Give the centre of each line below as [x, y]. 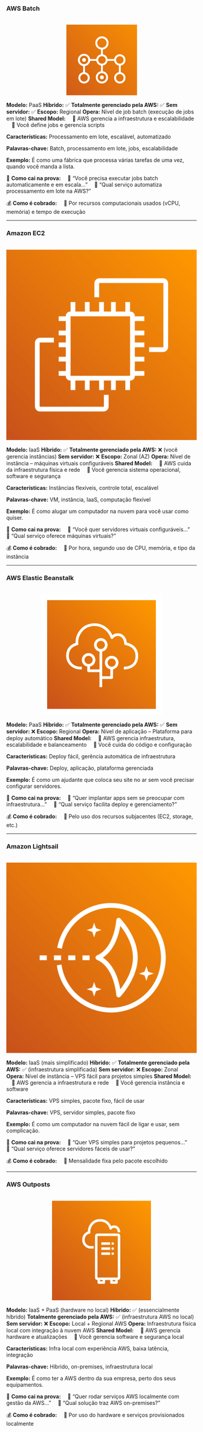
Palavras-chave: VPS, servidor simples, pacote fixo [71, 1112]
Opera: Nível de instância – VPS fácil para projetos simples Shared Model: [99, 1076]
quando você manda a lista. [41, 167]
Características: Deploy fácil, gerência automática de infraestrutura [91, 756]
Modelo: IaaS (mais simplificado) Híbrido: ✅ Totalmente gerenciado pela [98, 1063]
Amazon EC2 [26, 233]
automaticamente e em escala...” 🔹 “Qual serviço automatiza [84, 185]
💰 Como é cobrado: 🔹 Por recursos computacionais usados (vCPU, [93, 203]
